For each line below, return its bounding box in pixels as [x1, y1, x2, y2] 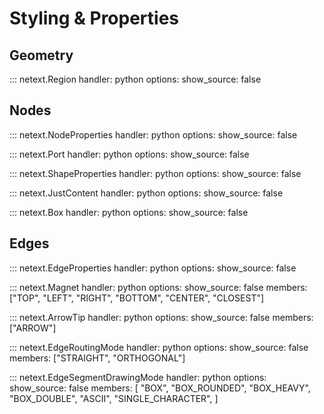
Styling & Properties [9, 7, 180, 30]
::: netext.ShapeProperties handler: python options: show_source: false [9, 167, 302, 179]
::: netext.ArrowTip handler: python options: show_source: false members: [9, 311, 314, 323]
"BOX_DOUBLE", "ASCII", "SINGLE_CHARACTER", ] [9, 392, 219, 404]
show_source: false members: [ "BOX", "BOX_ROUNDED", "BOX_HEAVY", [9, 382, 311, 394]
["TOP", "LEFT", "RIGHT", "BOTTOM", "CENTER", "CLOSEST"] [9, 292, 265, 304]
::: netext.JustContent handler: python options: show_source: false [9, 187, 284, 199]
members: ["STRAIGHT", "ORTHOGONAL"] [9, 352, 186, 364]
